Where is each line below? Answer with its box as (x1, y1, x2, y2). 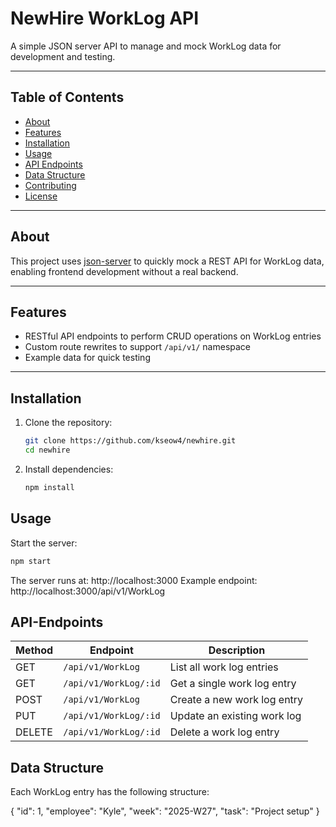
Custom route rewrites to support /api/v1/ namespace (24, 341, 252, 353)
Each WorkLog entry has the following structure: (10, 786, 210, 798)
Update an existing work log (169, 709, 302, 723)
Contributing (24, 179, 77, 191)
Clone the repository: (24, 417, 113, 429)
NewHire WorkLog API (10, 7, 200, 30)
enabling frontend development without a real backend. (10, 265, 239, 277)
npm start (10, 556, 52, 566)
